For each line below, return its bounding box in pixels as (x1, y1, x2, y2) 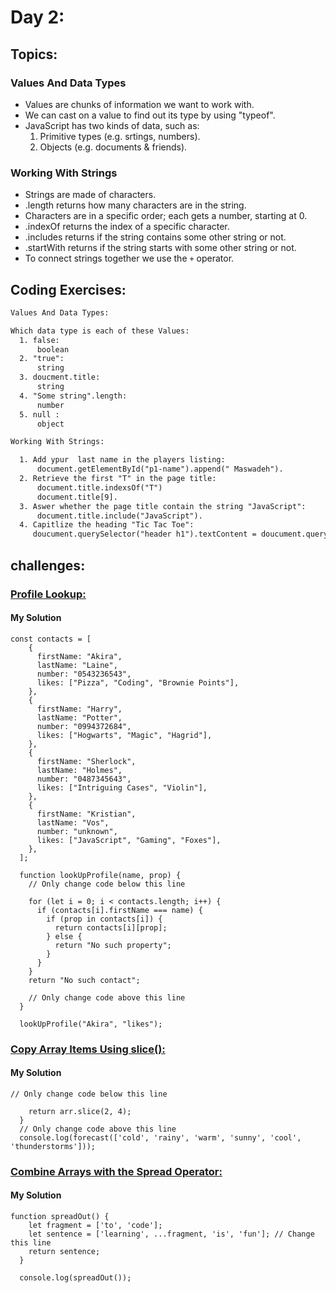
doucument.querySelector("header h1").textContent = (32, 529, 257, 540)
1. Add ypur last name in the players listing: (19, 455, 226, 465)
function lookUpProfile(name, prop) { (19, 870, 182, 880)
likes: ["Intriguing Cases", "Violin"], (36, 782, 208, 793)
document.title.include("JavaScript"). (36, 511, 203, 521)
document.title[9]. (36, 492, 118, 502)
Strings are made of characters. (24, 189, 157, 201)
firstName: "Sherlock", (36, 756, 137, 766)
